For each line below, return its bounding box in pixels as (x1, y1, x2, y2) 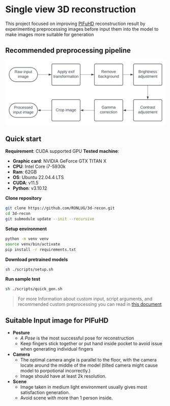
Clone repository (5, 195, 42, 201)
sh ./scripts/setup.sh (5, 267, 53, 272)
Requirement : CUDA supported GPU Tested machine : (5, 148, 120, 154)
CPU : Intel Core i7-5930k (12, 164, 66, 170)
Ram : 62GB (12, 169, 37, 175)
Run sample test (5, 276, 41, 282)
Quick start (5, 134, 42, 143)
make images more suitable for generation (5, 31, 94, 37)
